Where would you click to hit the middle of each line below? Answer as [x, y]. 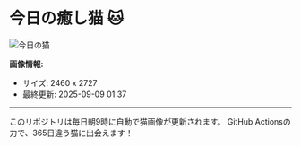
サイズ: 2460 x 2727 [60, 82]
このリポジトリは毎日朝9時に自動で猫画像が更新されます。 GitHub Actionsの [150, 121]
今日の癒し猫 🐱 [66, 18]
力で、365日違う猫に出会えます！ [72, 133]
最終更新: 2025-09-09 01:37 [74, 94]
